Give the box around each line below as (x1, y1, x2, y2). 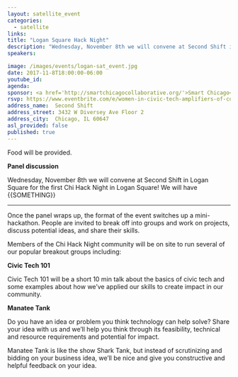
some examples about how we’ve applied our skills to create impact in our (7, 282, 223, 291)
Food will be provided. (7, 148, 72, 157)
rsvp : (7, 96, 23, 103)
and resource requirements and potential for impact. (7, 332, 160, 341)
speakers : (7, 50, 37, 57)
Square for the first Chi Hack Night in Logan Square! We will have (7, 183, 198, 191)
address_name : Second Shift (7, 102, 93, 110)
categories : (7, 17, 42, 24)
